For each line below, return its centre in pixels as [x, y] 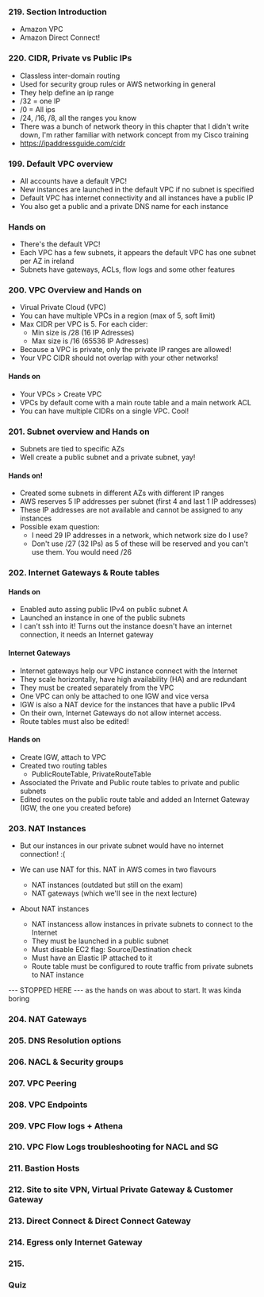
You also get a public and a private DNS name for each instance [124, 206]
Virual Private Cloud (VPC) [63, 308]
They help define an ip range [67, 92]
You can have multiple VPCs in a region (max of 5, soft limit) [117, 316]
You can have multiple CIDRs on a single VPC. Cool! [104, 411]
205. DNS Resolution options [65, 1040]
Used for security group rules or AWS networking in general [117, 84]
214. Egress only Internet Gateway [75, 1242]
